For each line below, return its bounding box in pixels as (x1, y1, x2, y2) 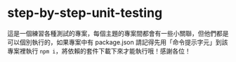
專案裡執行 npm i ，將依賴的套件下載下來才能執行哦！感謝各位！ (7, 46, 191, 55)
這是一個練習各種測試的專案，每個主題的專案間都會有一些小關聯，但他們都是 (7, 29, 229, 37)
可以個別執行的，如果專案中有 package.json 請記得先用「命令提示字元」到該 (7, 37, 228, 46)
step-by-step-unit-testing (7, 5, 163, 21)
